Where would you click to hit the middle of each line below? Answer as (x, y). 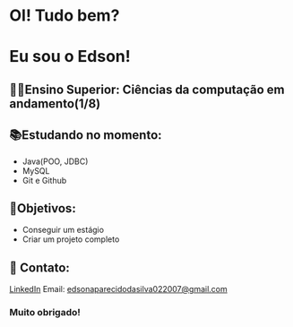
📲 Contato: (39, 267)
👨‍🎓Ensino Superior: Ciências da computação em (147, 89)
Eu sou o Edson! (70, 57)
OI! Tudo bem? (65, 16)
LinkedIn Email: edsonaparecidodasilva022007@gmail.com (118, 289)
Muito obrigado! (45, 313)
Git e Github (44, 180)
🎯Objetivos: (43, 208)
